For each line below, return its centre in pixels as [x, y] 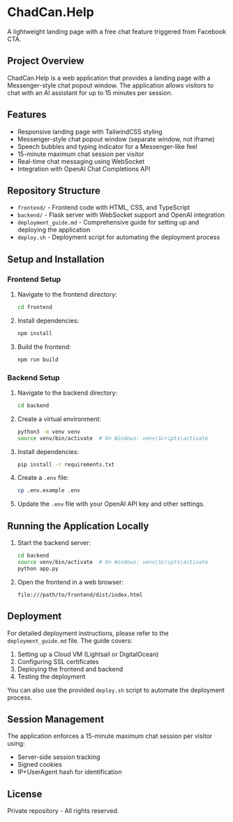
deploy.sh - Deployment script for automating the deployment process [119, 237]
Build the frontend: [44, 346]
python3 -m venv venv [49, 432]
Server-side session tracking [59, 757]
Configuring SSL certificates [58, 661]
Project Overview [46, 61]
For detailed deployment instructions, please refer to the [88, 633]
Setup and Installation [56, 259]
